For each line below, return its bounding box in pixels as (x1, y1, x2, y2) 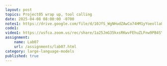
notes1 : (5, 21, 21, 26)
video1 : (5, 30, 21, 35)
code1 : (5, 26, 19, 31)
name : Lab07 (14, 40, 39, 45)
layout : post (5, 7, 32, 12)
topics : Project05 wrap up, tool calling (5, 12, 92, 17)
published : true (5, 53, 39, 59)
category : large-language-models (5, 49, 75, 54)
